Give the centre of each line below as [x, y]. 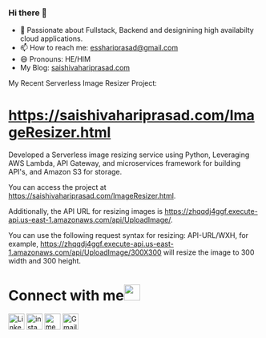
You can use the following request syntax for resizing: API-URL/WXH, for [129, 235]
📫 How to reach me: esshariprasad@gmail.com [99, 48]
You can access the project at [57, 187]
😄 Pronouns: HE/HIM [55, 59]
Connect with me [66, 296]
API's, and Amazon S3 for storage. [65, 172]
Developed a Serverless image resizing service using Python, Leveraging [129, 155]
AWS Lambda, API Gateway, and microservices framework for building [125, 163]
